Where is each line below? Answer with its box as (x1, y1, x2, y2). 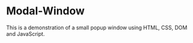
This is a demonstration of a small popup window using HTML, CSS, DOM (6, 24, 188, 31)
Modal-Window (6, 4, 85, 18)
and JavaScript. (6, 30, 45, 37)
